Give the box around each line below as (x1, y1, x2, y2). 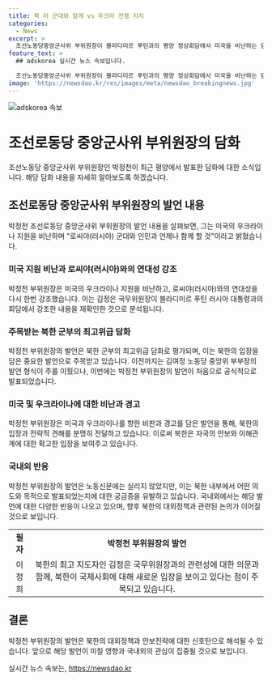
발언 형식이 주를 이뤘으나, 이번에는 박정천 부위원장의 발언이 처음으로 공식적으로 (8, 366, 257, 376)
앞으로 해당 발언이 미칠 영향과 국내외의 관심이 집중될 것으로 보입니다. (32, 646, 249, 656)
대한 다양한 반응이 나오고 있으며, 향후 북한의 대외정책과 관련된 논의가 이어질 (23, 501, 261, 511)
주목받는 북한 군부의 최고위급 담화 (8, 326, 131, 337)
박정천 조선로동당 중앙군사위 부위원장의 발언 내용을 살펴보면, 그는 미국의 (8, 221, 236, 231)
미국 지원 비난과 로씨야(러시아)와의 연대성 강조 (8, 264, 177, 275)
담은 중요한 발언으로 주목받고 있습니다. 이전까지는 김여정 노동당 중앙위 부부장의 (8, 355, 257, 365)
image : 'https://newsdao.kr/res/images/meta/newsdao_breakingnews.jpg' (8, 79, 255, 87)
